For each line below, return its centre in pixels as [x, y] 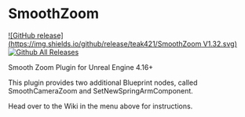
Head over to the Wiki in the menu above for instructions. [101, 106]
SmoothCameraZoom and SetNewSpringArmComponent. [101, 90]
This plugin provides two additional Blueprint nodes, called [103, 82]
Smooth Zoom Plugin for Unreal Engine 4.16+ [81, 67]
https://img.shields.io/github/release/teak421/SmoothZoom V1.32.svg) [124, 43]
